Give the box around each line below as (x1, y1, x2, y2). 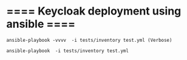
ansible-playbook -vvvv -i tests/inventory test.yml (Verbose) (6, 37, 172, 43)
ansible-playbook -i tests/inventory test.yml (6, 47, 129, 54)
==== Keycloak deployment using (6, 4, 182, 18)
